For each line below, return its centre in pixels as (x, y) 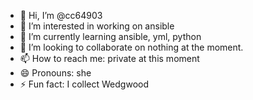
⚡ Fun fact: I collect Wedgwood (84, 84)
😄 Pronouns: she (55, 73)
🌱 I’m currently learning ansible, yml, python (110, 36)
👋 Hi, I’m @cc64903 (61, 15)
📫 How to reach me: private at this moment (109, 58)
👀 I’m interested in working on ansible (97, 26)
